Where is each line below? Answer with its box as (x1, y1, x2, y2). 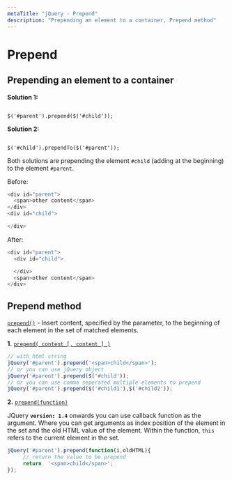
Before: (7, 177, 29, 185)
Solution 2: (7, 125, 40, 133)
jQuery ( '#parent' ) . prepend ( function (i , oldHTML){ (7, 447, 151, 454)
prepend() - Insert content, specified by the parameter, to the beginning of (7, 318, 221, 327)
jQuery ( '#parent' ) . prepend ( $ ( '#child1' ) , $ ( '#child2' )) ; (7, 385, 173, 392)
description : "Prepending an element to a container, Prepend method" (7, 17, 217, 24)
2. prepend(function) (7, 398, 68, 406)
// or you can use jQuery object (7, 366, 105, 373)
